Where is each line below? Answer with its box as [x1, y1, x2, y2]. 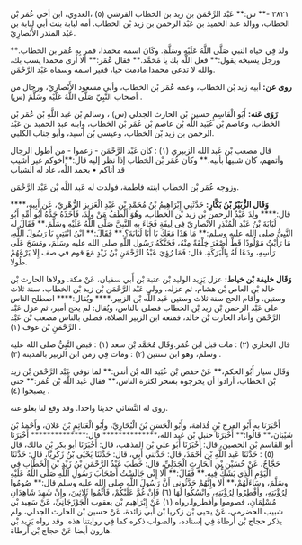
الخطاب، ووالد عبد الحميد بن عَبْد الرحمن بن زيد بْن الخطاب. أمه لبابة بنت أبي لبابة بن [10, 18, 290, 29]
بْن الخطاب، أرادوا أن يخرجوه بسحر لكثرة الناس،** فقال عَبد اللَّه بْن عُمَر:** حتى [10, 376, 277, 386]
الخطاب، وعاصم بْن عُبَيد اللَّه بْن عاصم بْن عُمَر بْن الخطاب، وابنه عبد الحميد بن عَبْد [10, 118, 280, 129]
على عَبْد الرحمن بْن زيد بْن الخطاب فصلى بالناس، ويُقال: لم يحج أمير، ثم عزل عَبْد [10, 302, 279, 313]
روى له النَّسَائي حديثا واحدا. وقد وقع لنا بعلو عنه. [10, 403, 169, 413]
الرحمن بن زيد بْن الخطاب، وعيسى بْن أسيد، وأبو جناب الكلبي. [10, 128, 215, 138]
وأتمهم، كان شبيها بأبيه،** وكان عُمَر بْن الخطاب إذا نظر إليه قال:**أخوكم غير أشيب [10, 155, 284, 165]
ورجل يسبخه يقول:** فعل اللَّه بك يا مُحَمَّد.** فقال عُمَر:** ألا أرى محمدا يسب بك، [10, 55, 280, 65]
